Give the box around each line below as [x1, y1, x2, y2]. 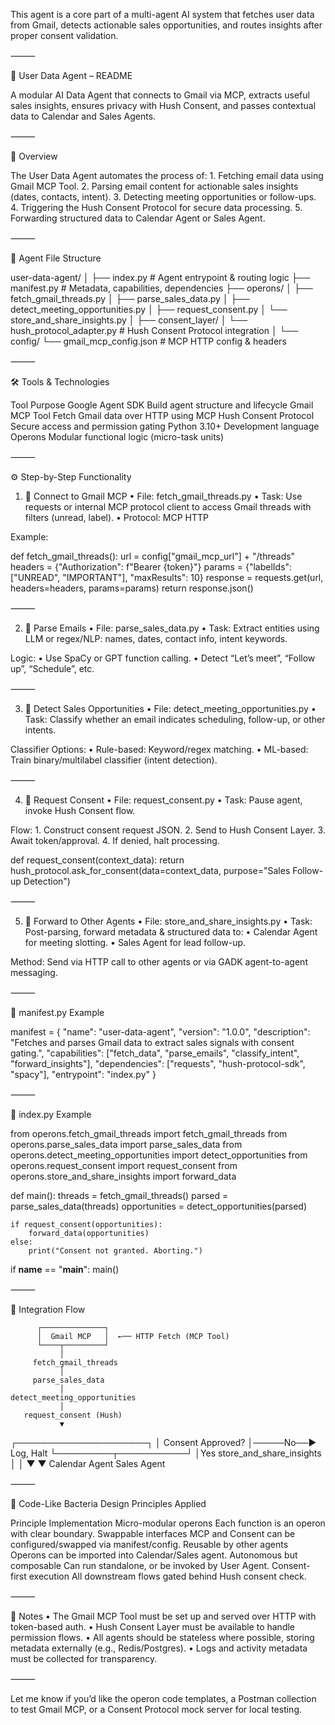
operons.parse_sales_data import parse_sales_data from [10, 1139, 243, 1150]
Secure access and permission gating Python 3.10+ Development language [10, 420, 320, 432]
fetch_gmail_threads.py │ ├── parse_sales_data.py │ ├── [10, 293, 250, 304]
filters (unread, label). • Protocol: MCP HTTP [24, 512, 209, 523]
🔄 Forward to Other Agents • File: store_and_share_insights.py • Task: [24, 915, 313, 927]
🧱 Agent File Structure [10, 252, 102, 264]
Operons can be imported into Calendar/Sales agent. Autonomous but [10, 1549, 298, 1561]
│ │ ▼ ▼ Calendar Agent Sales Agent [10, 1458, 166, 1469]
